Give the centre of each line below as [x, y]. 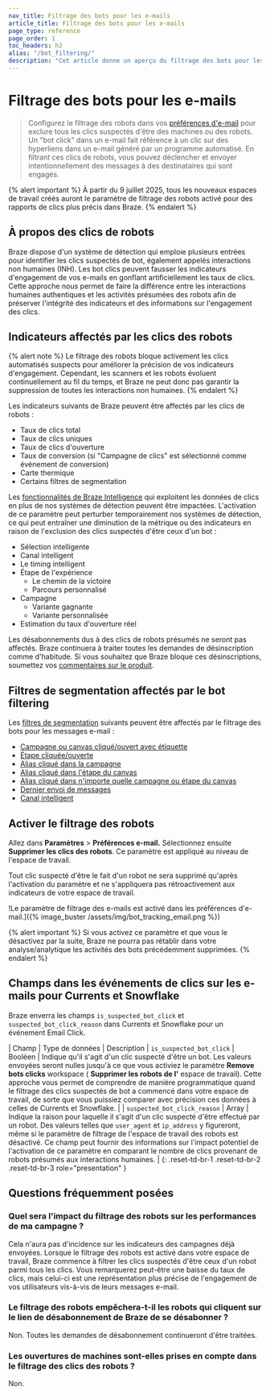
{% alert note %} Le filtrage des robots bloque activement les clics [119, 356]
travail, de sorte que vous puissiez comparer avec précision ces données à [133, 1099]
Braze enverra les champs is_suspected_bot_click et [96, 1015]
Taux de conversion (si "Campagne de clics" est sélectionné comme [133, 456]
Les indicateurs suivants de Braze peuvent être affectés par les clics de [127, 406]
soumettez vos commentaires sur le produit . [81, 665]
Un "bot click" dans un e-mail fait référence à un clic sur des [128, 140]
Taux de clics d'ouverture [62, 447]
